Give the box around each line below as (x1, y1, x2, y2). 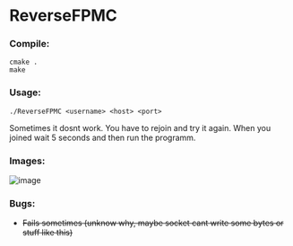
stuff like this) (22, 227, 73, 238)
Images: (9, 154, 46, 167)
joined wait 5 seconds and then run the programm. (9, 132, 196, 143)
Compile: (9, 38, 50, 50)
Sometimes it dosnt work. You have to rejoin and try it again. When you (9, 122, 271, 133)
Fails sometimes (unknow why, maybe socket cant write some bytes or (22, 217, 284, 229)
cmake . (9, 57, 39, 67)
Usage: (9, 86, 42, 99)
